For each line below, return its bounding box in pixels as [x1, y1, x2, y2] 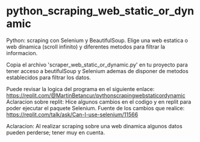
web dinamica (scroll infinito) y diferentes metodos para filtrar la [6, 43, 166, 50]
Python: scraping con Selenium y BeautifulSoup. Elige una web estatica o [6, 37, 189, 44]
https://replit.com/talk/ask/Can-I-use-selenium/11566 [6, 111, 139, 118]
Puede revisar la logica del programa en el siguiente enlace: [6, 85, 155, 92]
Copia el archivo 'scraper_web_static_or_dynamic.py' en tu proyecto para [6, 61, 188, 68]
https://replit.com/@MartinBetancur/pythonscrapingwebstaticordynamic [6, 92, 186, 99]
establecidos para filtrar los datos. [6, 74, 92, 81]
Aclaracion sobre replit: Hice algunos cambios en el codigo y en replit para [6, 98, 192, 105]
